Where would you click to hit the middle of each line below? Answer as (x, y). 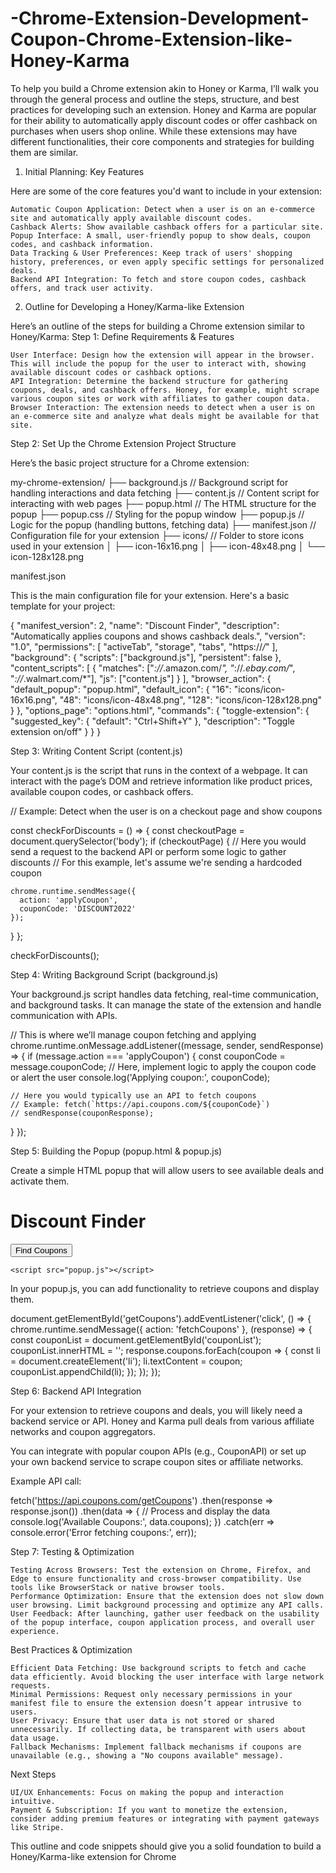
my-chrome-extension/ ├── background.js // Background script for (149, 482)
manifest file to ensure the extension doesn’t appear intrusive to (156, 1703)
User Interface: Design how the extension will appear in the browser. (162, 355)
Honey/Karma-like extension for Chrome (93, 1856)
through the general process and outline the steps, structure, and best (155, 99)
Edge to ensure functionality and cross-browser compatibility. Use (156, 1578)
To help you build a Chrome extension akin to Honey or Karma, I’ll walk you (164, 88)
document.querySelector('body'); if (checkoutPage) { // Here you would (158, 841)
